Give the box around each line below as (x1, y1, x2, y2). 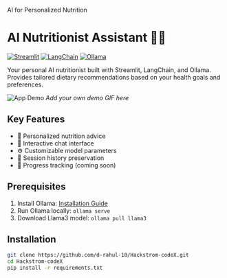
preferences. (7, 80, 43, 89)
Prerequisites (7, 181, 66, 193)
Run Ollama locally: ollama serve (17, 206, 111, 215)
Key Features (7, 113, 65, 126)
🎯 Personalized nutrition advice (17, 132, 106, 140)
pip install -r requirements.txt (7, 264, 103, 272)
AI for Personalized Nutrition (7, 6, 87, 14)
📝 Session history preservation (17, 154, 105, 162)
